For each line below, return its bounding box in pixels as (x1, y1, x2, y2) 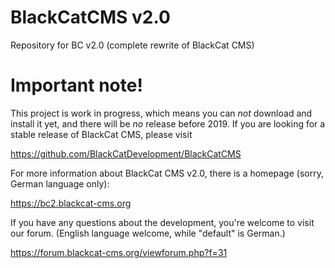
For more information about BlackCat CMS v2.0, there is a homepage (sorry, (10, 167, 324, 179)
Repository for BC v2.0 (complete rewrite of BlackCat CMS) (10, 39, 255, 51)
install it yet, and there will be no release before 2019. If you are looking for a (10, 117, 326, 130)
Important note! (10, 74, 143, 97)
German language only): (10, 177, 110, 190)
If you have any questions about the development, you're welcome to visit (10, 216, 315, 228)
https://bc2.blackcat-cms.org (10, 197, 132, 209)
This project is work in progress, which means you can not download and (10, 107, 313, 119)
